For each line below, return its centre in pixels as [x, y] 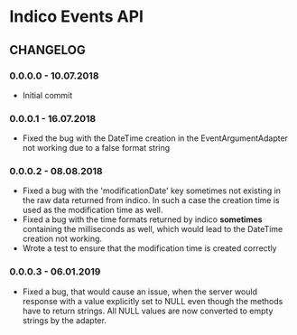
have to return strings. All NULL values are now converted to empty [148, 311]
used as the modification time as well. [93, 210]
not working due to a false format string [96, 148]
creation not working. [62, 239]
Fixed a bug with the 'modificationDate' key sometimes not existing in [152, 191]
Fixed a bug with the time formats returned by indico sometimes [143, 219]
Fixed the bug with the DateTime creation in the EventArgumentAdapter [155, 138]
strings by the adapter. [64, 320]
